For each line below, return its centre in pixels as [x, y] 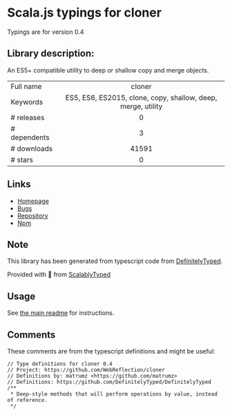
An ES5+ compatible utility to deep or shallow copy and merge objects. [108, 70]
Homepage [33, 201]
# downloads [32, 148]
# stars [22, 160]
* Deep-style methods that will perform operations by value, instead [114, 394]
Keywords [27, 102]
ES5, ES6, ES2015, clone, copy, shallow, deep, [141, 97]
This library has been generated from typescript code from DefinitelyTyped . [115, 261]
